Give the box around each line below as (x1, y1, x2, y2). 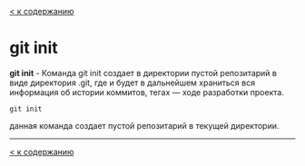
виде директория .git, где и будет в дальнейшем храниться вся (9, 77, 256, 88)
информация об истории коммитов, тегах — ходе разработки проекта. (9, 86, 284, 97)
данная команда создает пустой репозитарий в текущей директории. (9, 120, 280, 131)
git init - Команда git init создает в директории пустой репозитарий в (9, 67, 277, 78)
